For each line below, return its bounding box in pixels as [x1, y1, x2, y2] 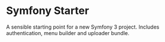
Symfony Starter [6, 4, 89, 17]
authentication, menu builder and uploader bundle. [6, 29, 130, 36]
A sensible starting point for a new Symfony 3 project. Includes [6, 23, 160, 30]
